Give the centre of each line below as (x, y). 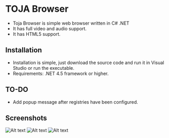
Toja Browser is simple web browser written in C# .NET (71, 23)
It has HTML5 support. (36, 34)
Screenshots (26, 118)
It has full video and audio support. (50, 28)
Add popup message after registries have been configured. (76, 102)
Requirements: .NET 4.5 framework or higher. (61, 73)
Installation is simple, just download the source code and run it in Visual (88, 63)
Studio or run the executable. (43, 68)
